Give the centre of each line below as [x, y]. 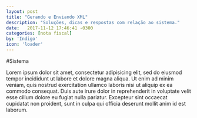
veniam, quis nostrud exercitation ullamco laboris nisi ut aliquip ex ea [89, 85]
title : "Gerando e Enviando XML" [47, 17]
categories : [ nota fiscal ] [39, 33]
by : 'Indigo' [22, 39]
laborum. [17, 110]
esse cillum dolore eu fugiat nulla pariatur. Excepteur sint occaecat [87, 97]
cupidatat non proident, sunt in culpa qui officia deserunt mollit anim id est [96, 103]
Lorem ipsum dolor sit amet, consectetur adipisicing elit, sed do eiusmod [94, 72]
